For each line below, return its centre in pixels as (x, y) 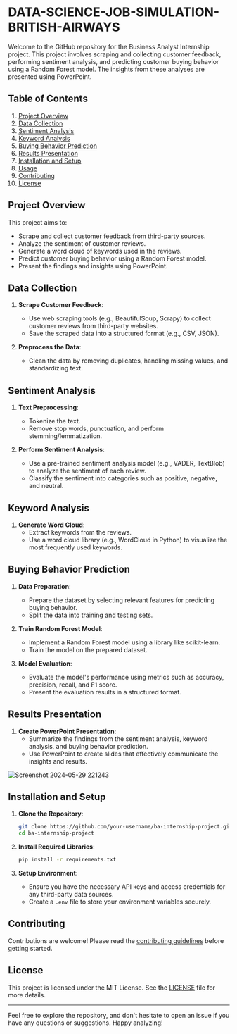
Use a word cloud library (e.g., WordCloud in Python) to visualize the (128, 540)
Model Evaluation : (45, 664)
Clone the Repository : (51, 814)
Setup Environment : (48, 873)
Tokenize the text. (55, 421)
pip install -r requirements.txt (67, 860)
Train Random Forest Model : (60, 628)
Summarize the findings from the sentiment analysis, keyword (118, 739)
